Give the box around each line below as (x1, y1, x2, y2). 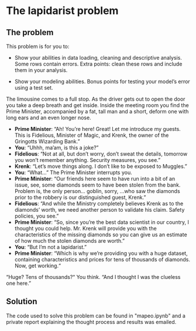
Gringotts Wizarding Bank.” (14, 138, 80, 144)
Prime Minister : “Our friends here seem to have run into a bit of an (14, 175, 176, 182)
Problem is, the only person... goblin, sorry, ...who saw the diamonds (14, 188, 180, 194)
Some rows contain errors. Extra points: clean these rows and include (14, 60, 183, 67)
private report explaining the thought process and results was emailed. (6, 318, 177, 325)
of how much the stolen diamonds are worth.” (14, 237, 125, 244)
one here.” (6, 280, 31, 287)
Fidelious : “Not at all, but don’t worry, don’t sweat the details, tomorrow (14, 150, 188, 157)
